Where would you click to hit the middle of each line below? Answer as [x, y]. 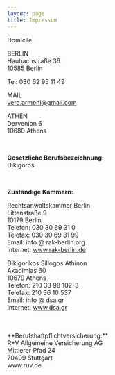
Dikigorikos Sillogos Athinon [47, 263]
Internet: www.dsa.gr [37, 307]
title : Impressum [32, 20]
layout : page [26, 14]
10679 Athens [27, 278]
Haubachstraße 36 [34, 60]
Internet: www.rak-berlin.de [47, 249]
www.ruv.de [24, 365]
